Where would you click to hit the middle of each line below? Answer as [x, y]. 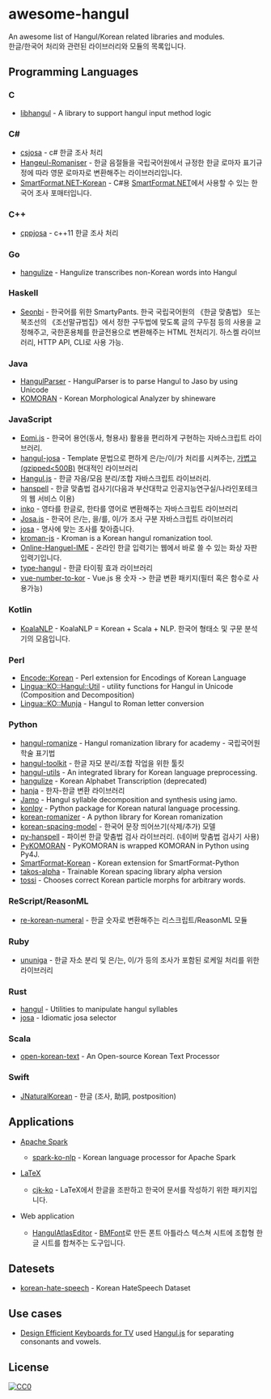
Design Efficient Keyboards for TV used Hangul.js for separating [127, 1333]
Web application [47, 1216]
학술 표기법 [38, 753]
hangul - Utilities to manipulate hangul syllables [99, 1010]
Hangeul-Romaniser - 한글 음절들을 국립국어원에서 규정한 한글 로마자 [130, 162]
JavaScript [30, 419]
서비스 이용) [56, 499]
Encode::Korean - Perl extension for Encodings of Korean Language [133, 678]
